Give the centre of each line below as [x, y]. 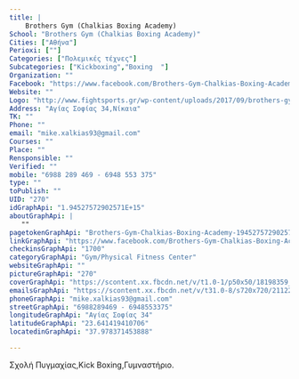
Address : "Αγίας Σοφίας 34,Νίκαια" [75, 109]
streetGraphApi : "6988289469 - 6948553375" [91, 307]
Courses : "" [31, 141]
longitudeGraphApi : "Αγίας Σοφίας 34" [81, 315]
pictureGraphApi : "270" [53, 274]
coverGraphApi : [37, 282]
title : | [25, 17]
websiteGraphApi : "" [48, 266]
